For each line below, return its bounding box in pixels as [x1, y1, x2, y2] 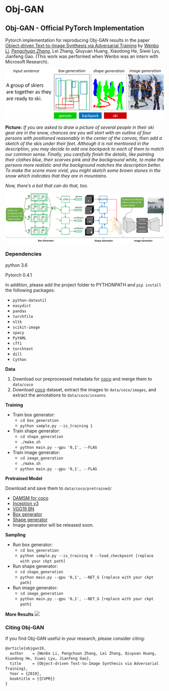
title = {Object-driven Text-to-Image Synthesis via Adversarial [10, 661, 159, 666]
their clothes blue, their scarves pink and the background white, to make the [5, 156, 164, 163]
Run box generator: [12, 541, 53, 548]
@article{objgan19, [5, 646, 46, 651]
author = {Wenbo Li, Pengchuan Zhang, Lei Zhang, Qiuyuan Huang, [10, 651, 157, 656]
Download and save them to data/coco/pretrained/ [5, 485, 112, 491]
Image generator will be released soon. [12, 522, 94, 528]
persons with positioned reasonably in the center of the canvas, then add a [5, 135, 162, 141]
